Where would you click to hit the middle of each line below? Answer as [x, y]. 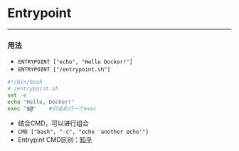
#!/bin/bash [25, 82]
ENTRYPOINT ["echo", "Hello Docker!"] [75, 62]
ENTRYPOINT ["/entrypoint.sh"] [64, 70]
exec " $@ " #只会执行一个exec [52, 108]
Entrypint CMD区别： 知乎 [55, 140]
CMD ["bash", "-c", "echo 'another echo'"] [83, 132]
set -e [17, 95]
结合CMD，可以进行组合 [53, 123]
